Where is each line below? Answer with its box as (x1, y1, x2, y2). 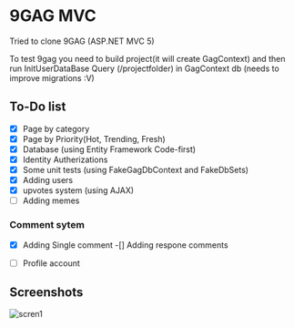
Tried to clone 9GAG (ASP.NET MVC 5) (9, 36, 155, 46)
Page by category (22, 123, 90, 134)
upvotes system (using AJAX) (22, 185, 135, 196)
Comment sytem (9, 219, 85, 231)
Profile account (22, 257, 80, 269)
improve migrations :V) (9, 72, 96, 83)
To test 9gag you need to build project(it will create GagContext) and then (9, 53, 286, 64)
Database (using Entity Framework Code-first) (22, 143, 197, 155)
